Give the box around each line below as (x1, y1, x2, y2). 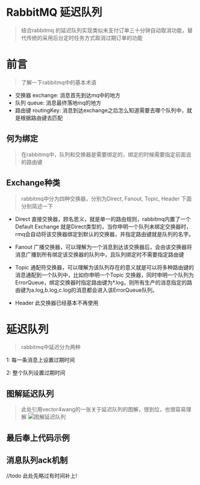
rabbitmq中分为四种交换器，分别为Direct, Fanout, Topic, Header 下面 (20, 194, 192, 202)
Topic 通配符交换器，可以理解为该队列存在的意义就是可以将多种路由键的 (14, 263, 195, 271)
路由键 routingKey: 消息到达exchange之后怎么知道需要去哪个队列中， (14, 106, 187, 114)
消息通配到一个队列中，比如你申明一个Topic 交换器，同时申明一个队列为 (14, 271, 195, 278)
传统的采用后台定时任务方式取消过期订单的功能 (26, 34, 143, 41)
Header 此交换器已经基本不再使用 (14, 299, 99, 306)
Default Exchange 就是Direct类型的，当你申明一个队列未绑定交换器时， (14, 223, 192, 230)
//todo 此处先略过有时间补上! (6, 472, 77, 480)
